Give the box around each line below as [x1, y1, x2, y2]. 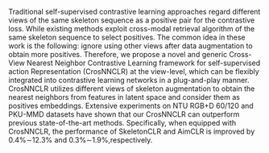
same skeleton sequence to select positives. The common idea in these [8, 32, 246, 42]
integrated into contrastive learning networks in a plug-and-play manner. [8, 76, 250, 85]
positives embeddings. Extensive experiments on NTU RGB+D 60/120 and [8, 101, 254, 110]
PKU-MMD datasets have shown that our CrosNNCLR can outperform [8, 110, 240, 119]
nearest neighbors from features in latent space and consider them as [8, 93, 240, 101]
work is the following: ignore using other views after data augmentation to [8, 41, 253, 51]
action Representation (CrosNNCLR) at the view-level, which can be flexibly [8, 67, 259, 76]
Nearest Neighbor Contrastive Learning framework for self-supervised [27, 58, 261, 68]
